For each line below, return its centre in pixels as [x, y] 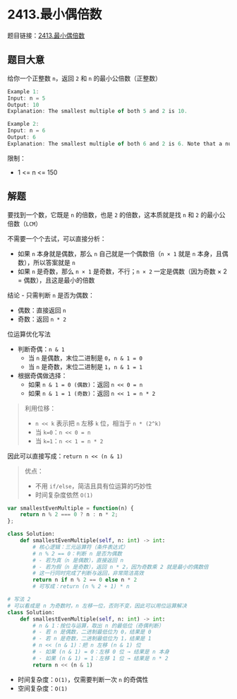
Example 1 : [23, 92]
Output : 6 [22, 137]
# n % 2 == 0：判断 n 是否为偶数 [77, 553]
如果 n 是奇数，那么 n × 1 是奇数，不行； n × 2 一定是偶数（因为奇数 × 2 [122, 271]
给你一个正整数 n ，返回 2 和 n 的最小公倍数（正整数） [85, 78]
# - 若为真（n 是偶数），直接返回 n [78, 560]
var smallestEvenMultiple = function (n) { [71, 508]
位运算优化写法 [29, 334]
